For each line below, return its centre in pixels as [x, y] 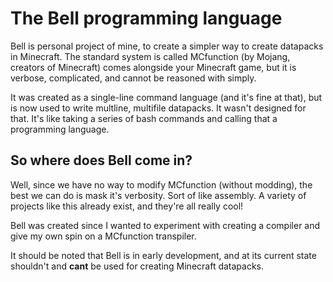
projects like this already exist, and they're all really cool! [127, 206]
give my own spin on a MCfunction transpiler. [103, 236]
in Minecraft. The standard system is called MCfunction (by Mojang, [150, 56]
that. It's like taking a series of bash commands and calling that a [144, 118]
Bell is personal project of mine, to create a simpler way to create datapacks [167, 46]
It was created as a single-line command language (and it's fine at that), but [166, 97]
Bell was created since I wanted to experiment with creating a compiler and [165, 225]
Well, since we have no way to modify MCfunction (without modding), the [161, 184]
